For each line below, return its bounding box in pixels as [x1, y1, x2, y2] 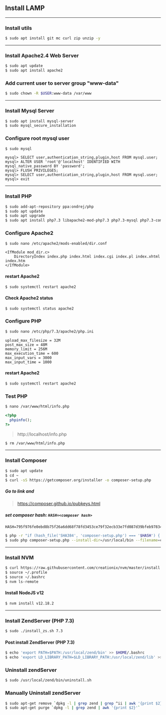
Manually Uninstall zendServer [5, 690, 81, 697]
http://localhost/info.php [17, 431, 67, 437]
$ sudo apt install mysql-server [5, 118, 74, 123]
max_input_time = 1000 [5, 359, 52, 365]
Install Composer [5, 457, 47, 464]
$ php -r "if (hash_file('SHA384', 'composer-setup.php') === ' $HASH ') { [5, 533, 161, 538]
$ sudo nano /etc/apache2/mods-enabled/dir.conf [5, 241, 107, 246]
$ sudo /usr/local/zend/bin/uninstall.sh [5, 678, 92, 683]
